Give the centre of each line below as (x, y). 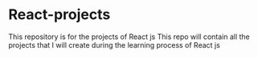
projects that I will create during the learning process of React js (115, 44)
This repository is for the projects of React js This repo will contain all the (129, 37)
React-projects (59, 15)
